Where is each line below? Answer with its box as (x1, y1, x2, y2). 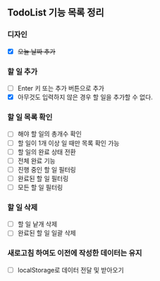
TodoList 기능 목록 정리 (7, 6, 104, 19)
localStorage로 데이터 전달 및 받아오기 (17, 265, 125, 274)
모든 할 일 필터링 (17, 183, 63, 191)
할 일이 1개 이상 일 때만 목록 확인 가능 (17, 139, 120, 147)
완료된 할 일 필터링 (17, 174, 69, 183)
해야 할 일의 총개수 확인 (17, 130, 82, 138)
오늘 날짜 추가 (17, 47, 56, 55)
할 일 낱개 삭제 (17, 220, 58, 229)
